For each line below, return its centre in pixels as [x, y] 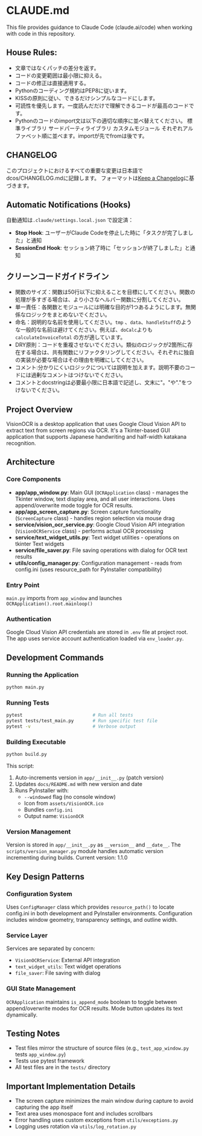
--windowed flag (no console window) [70, 796]
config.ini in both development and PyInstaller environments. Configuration [99, 913]
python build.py [27, 755]
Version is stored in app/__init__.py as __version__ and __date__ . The [93, 845]
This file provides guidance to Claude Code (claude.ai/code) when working [99, 27]
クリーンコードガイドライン [58, 276]
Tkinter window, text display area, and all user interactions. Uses [95, 499]
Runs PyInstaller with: [42, 790]
